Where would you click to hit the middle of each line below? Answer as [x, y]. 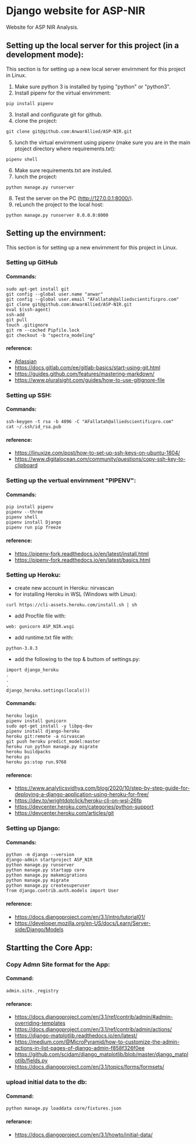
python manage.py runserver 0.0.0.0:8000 [57, 215]
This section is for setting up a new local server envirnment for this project [96, 69]
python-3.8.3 [22, 648]
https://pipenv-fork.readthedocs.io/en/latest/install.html [82, 553]
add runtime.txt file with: [44, 637]
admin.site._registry [32, 991]
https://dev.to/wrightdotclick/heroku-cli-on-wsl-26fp [78, 801]
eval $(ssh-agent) [28, 310]
